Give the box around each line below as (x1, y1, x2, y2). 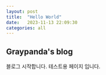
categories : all (6, 25, 46, 31)
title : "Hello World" (6, 14, 62, 20)
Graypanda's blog (6, 46, 73, 56)
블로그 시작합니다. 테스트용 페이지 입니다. (6, 63, 101, 70)
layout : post (6, 8, 38, 15)
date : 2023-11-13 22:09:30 (6, 19, 78, 25)
